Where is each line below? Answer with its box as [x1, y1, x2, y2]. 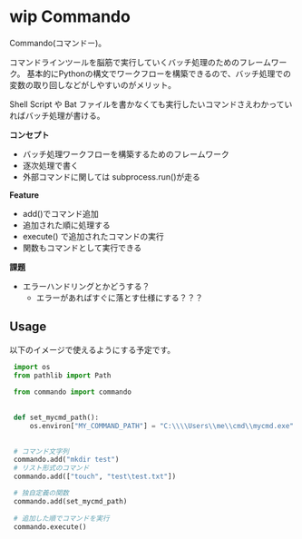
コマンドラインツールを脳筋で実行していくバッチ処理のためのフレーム [9, 56, 272, 67]
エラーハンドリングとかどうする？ [22, 280, 151, 291]
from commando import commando [13, 387, 132, 397]
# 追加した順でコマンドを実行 [13, 514, 111, 523]
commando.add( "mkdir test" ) [13, 456, 120, 465]
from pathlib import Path [13, 370, 112, 380]
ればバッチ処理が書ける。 [9, 110, 105, 121]
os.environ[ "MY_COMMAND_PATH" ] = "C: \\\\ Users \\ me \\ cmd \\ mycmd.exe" [29, 421, 295, 430]
